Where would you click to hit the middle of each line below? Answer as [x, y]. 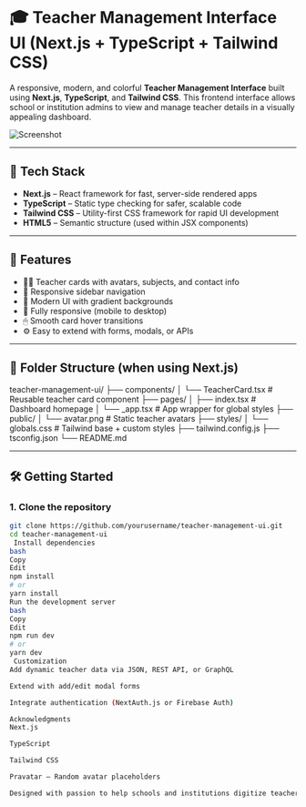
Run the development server [63, 602]
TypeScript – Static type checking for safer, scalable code [132, 203]
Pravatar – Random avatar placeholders [85, 777]
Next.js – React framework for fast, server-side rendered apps [140, 193]
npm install [32, 577]
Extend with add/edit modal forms [75, 686]
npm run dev [32, 636]
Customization [40, 661]
